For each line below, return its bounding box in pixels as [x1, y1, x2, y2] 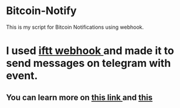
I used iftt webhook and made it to [6, 44, 174, 58]
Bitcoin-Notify [6, 4, 77, 18]
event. [6, 69, 38, 83]
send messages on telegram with [6, 57, 171, 70]
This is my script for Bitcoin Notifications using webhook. [6, 23, 144, 31]
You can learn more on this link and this [6, 92, 153, 102]
